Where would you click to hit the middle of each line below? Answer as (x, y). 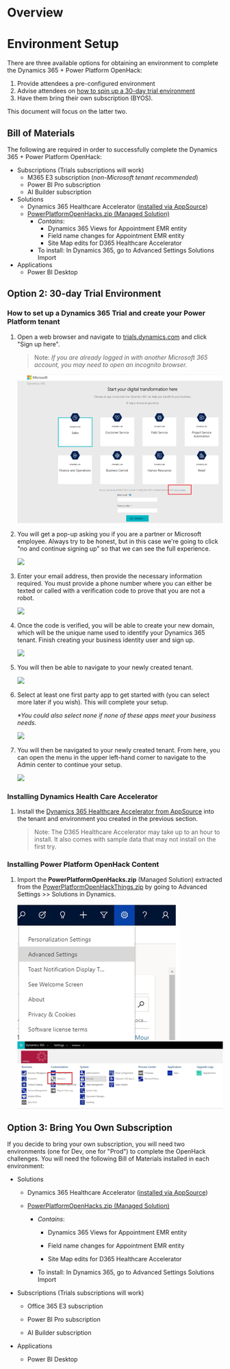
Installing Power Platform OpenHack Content (83, 864)
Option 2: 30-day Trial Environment (84, 294)
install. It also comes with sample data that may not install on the (125, 840)
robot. (25, 597)
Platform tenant (34, 322)
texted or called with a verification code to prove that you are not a (111, 591)
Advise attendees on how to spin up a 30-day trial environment (106, 91)
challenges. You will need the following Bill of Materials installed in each (108, 1159)
